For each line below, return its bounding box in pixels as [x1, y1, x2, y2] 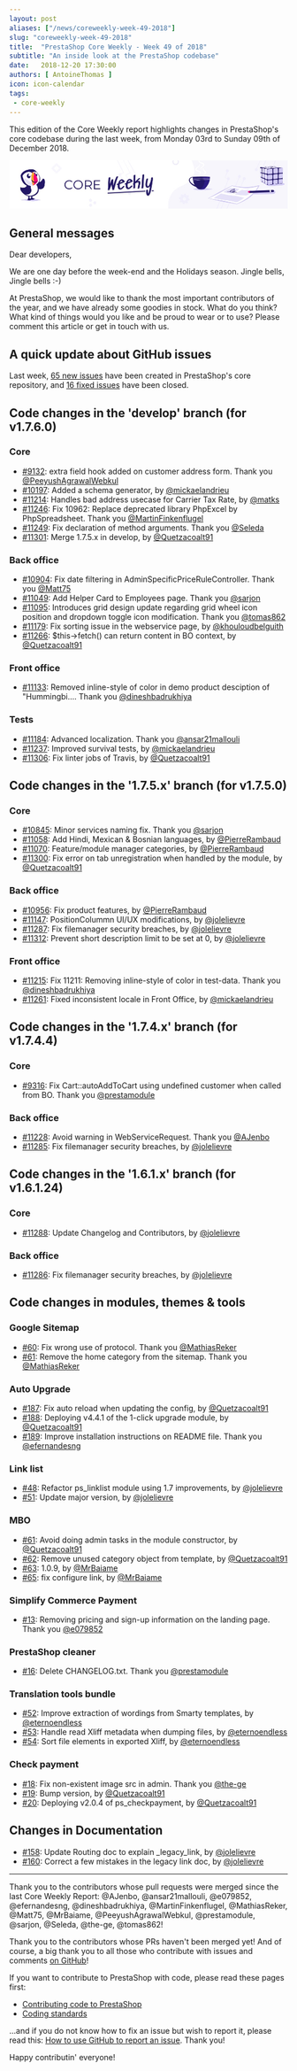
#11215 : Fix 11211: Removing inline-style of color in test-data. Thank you [21, 975, 281, 986]
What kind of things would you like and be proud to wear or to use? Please [9, 312, 280, 322]
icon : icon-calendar [9, 80, 86, 89]
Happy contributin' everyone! [9, 2052, 116, 2062]
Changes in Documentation [9, 1823, 164, 1838]
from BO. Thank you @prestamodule [21, 1089, 156, 1100]
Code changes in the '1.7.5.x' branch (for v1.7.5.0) [9, 778, 287, 793]
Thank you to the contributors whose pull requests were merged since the [9, 1882, 279, 1892]
